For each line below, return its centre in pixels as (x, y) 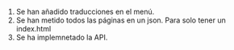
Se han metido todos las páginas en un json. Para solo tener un (121, 20)
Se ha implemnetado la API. (62, 37)
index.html (33, 29)
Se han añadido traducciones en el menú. (85, 12)
